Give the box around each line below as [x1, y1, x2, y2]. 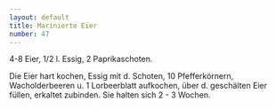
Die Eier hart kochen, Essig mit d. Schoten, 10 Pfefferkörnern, [9, 71, 234, 82]
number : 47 [9, 29, 50, 38]
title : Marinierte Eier [9, 21, 98, 30]
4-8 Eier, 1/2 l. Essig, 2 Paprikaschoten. [9, 54, 153, 65]
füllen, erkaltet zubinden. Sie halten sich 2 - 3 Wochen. [9, 90, 211, 100]
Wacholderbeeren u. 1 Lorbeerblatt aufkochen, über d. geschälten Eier [9, 81, 267, 91]
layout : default [9, 12, 69, 22]
